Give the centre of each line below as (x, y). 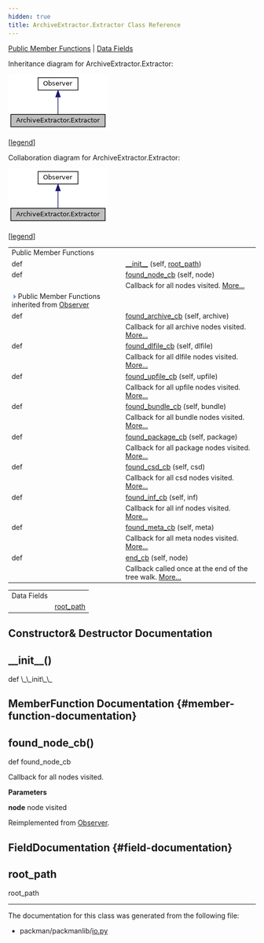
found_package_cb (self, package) (181, 437)
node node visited (37, 808)
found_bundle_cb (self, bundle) (176, 406)
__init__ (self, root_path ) (163, 263)
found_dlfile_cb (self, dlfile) (169, 346)
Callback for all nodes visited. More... (185, 285)
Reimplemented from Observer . (59, 823)
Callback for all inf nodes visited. (178, 508)
